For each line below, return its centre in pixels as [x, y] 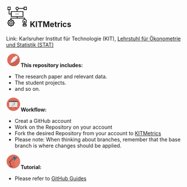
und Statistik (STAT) [30, 45]
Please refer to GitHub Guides [50, 178]
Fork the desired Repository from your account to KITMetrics [88, 133]
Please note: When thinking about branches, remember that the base [98, 140]
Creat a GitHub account [43, 121]
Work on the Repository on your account [63, 127]
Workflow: [34, 110]
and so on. [27, 89]
